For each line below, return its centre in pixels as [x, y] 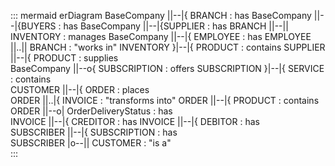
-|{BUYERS [33, 26]
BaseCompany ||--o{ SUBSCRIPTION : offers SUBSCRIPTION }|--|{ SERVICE [167, 68]
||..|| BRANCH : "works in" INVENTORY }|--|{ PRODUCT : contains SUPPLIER [168, 47]
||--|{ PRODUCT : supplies [64, 58]
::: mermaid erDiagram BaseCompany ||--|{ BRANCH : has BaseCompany [161, 15]
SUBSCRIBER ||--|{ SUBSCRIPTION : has [94, 132]
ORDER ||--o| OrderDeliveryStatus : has [91, 111]
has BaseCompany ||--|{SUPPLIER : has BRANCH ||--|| [176, 26]
